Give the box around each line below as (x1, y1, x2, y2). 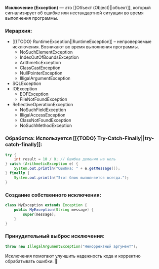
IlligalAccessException (19, 112, 66, 118)
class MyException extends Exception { (5, 203, 87, 208)
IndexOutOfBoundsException (19, 54, 79, 60)
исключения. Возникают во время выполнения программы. (12, 44, 139, 50)
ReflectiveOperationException (12, 102, 73, 108)
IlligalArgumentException (19, 76, 71, 81)
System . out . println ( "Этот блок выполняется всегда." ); (14, 175, 129, 180)
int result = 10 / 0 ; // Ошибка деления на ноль (14, 157, 116, 162)
